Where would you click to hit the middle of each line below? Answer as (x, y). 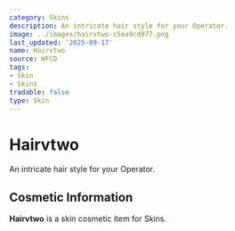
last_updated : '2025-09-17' (61, 42)
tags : (19, 68)
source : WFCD (33, 59)
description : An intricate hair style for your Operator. (119, 26)
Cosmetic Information (71, 197)
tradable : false (39, 92)
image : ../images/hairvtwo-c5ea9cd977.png (89, 34)
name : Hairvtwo (37, 51)
